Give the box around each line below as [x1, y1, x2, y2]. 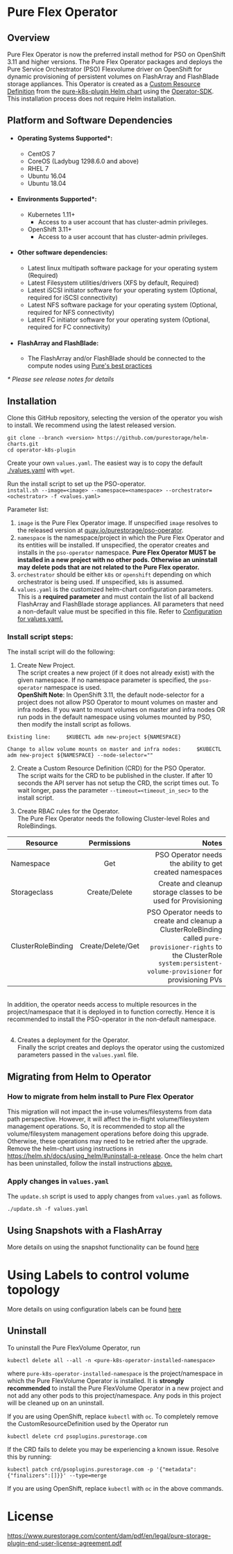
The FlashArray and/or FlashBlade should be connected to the [27, 354, 206, 363]
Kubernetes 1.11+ [27, 210, 76, 219]
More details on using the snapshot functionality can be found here [7, 1243, 200, 1251]
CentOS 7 [27, 149, 55, 158]
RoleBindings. [17, 822, 57, 830]
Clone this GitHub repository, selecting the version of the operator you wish [7, 414, 223, 422]
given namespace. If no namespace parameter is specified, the [17, 676, 198, 684]
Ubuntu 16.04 [27, 172, 67, 180]
